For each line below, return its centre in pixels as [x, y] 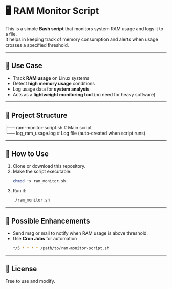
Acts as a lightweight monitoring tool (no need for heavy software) [84, 94]
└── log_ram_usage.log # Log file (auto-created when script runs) [76, 133]
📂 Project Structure [36, 115]
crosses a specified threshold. [37, 45]
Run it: [19, 191]
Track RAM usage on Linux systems [51, 78]
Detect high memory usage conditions [54, 83]
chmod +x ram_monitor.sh [39, 181]
